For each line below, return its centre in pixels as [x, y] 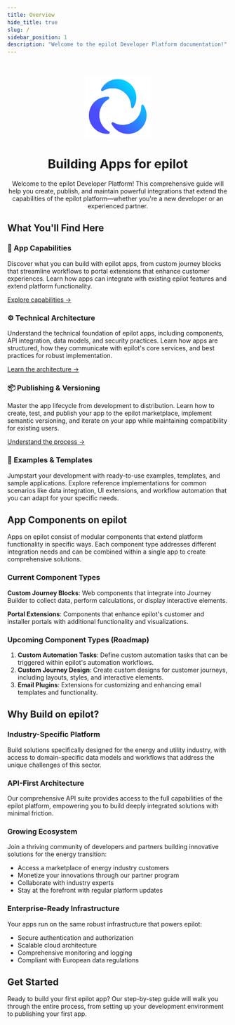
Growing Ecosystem [42, 832]
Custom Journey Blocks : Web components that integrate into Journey [109, 593]
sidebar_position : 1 [38, 37]
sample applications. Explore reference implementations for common [107, 483]
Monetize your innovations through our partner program [98, 875]
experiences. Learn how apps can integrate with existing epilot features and [117, 279]
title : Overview [31, 15]
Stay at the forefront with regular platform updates [90, 891]
